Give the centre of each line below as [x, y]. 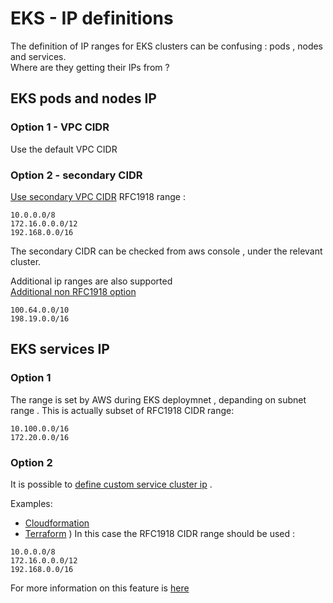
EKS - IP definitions [92, 18]
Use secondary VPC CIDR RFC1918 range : [98, 196]
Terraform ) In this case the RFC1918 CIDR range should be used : [160, 533]
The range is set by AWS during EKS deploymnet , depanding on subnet [158, 399]
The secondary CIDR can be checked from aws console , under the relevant [166, 251]
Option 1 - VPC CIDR [60, 127]
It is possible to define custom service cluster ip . [111, 484]
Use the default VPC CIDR [64, 149]
